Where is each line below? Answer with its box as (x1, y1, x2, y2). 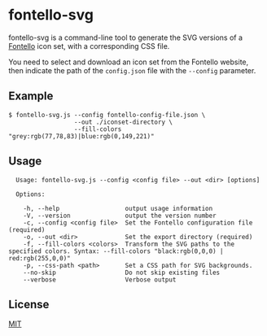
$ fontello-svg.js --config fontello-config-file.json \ (8, 111, 206, 119)
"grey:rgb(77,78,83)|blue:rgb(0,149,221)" (8, 132, 155, 140)
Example (8, 89, 54, 103)
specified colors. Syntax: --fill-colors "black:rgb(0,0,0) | (8, 247, 224, 255)
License (8, 297, 50, 311)
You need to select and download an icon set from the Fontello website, (8, 57, 249, 67)
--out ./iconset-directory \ (73, 118, 173, 126)
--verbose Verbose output (23, 275, 177, 284)
